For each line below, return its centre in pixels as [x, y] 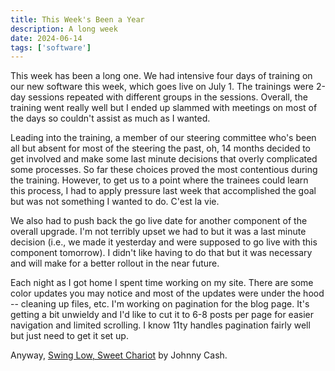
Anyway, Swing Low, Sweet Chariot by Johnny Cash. [119, 355]
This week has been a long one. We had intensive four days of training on [161, 76]
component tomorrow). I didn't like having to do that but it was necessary [161, 253]
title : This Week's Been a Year [77, 19]
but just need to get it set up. [69, 336]
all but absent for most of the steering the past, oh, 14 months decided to [160, 148]
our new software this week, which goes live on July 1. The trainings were [162, 87]
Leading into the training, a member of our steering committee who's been [163, 138]
